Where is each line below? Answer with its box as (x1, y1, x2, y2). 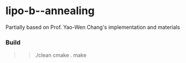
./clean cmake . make (34, 52, 87, 59)
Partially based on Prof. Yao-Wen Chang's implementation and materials (5, 24, 180, 31)
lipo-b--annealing (5, 4, 95, 18)
